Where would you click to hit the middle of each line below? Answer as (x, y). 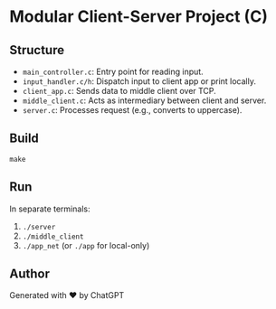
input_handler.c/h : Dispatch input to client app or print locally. (139, 81)
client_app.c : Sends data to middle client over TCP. (119, 91)
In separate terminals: (50, 209)
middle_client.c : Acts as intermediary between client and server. (144, 100)
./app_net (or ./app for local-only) (86, 245)
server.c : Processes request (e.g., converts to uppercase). (132, 110)
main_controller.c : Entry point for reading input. (113, 71)
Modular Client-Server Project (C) (139, 17)
